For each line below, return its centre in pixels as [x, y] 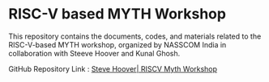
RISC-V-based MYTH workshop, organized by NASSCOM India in [117, 44]
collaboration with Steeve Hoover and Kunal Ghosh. [94, 53]
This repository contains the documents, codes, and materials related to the [135, 36]
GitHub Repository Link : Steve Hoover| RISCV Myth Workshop [113, 68]
